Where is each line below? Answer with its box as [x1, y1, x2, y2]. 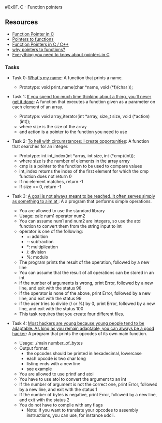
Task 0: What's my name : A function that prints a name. [12, 75, 123, 81]
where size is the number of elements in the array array [19, 158, 130, 164]
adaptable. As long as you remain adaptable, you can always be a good [12, 325, 155, 332]
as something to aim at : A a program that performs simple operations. [12, 199, 152, 204]
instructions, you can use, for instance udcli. [26, 412, 115, 418]
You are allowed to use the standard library [19, 208, 105, 214]
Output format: [19, 345, 49, 351]
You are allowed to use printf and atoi [19, 371, 94, 377]
